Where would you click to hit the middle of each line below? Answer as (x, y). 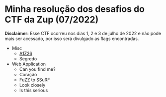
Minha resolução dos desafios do (75, 9)
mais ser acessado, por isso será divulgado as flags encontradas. (72, 39)
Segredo (28, 58)
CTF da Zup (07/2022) (52, 20)
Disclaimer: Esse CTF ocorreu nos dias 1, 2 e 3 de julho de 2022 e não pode (83, 33)
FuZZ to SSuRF (35, 80)
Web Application (29, 64)
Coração (28, 74)
